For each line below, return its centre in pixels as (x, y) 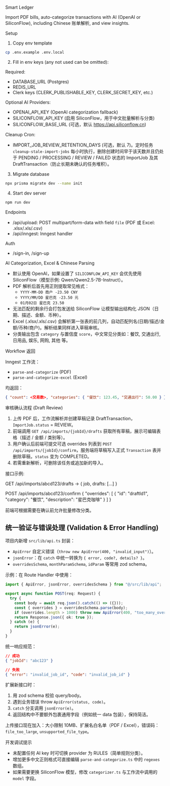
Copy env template (32, 43)
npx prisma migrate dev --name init (44, 183)
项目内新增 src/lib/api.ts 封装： (40, 541)
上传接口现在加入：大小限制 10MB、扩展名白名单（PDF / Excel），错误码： (82, 725)
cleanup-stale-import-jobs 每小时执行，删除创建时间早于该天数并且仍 (86, 151)
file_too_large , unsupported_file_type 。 (49, 732)
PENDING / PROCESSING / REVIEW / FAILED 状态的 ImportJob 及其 (88, 158)
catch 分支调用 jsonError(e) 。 (44, 708)
